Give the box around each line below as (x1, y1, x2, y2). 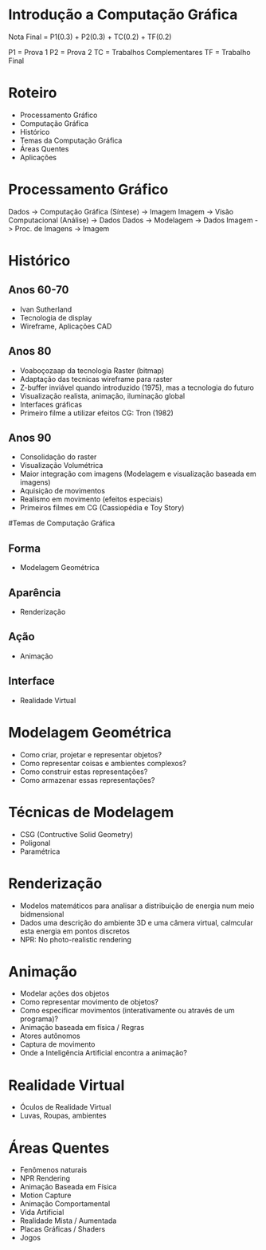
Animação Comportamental (19, 1199, 111, 1209)
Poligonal (19, 838, 51, 847)
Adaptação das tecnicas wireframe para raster (19, 374, 173, 383)
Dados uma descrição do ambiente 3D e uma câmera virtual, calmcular (19, 918, 253, 927)
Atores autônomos (19, 1031, 81, 1041)
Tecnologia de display (19, 312, 92, 322)
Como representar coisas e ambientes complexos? (19, 758, 187, 768)
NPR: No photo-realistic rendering (19, 934, 131, 944)
